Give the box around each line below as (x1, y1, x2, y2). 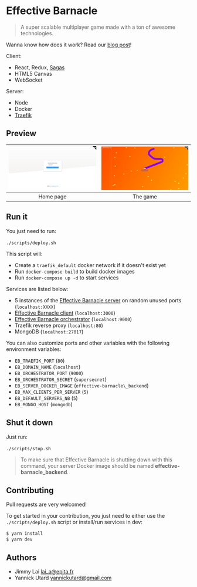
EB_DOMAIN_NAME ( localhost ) (14, 363, 81, 370)
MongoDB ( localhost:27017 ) (14, 328, 84, 335)
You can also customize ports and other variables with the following (6, 339, 170, 346)
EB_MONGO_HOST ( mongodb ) (14, 400, 73, 407)
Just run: (6, 433, 28, 440)
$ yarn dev (6, 537, 33, 542)
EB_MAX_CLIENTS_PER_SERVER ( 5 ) (14, 388, 89, 395)
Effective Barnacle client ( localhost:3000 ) (14, 309, 116, 316)
